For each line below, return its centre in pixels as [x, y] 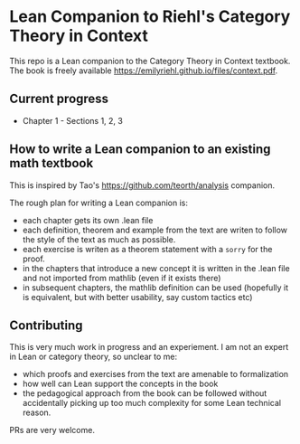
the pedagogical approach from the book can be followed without [145, 393]
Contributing [46, 325]
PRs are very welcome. [52, 430]
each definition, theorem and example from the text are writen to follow [155, 230]
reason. [37, 412]
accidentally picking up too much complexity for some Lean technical [152, 403]
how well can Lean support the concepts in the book [120, 384]
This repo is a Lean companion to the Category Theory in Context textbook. [150, 61]
